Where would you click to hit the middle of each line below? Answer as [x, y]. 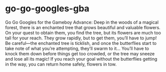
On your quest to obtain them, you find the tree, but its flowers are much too [83, 33]
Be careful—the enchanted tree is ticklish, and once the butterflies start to [81, 43]
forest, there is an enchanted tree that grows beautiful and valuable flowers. [83, 27]
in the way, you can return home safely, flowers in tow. [61, 64]
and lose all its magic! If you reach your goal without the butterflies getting [81, 59]
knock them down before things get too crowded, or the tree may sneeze [80, 54]
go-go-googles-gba [47, 9]
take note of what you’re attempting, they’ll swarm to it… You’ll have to [77, 48]
